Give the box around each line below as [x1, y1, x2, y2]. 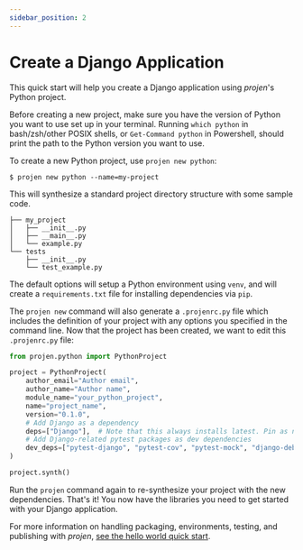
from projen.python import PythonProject [9, 352, 168, 361]
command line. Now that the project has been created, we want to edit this [9, 325, 287, 335]
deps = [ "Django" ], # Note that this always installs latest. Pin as [25, 426, 289, 435]
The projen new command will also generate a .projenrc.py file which [9, 306, 269, 316]
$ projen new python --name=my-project [9, 172, 160, 181]
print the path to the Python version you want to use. [9, 137, 206, 149]
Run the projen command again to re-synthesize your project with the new [9, 484, 286, 495]
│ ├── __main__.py [9, 231, 87, 240]
